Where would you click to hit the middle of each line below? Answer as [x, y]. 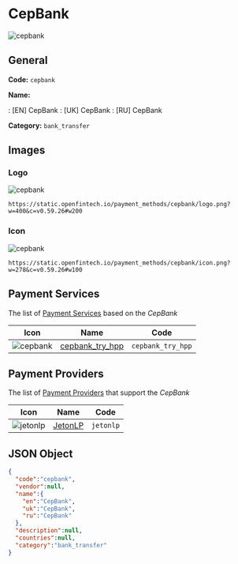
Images [27, 150]
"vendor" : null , [40, 487]
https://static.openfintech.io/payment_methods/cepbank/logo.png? [119, 205]
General [28, 60]
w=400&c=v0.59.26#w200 [45, 211]
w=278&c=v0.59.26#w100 [45, 269]
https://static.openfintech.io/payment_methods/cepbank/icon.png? [119, 263]
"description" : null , [49, 531]
